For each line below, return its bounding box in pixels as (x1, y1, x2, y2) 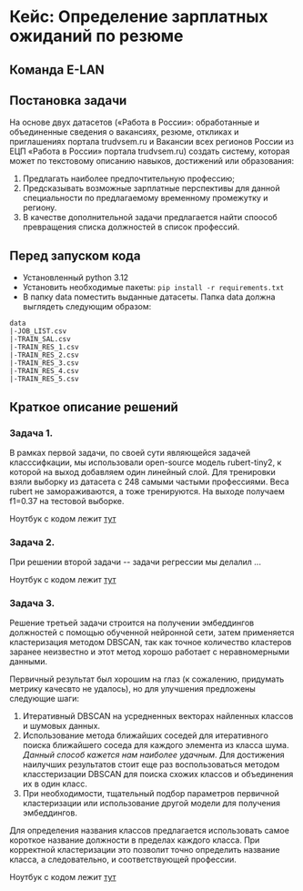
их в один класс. (22, 778, 88, 789)
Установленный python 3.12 (22, 272, 129, 283)
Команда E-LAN (9, 62, 105, 77)
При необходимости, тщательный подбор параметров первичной (22, 788, 279, 799)
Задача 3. (9, 597, 56, 610)
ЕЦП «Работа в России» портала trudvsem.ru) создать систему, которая (9, 146, 290, 157)
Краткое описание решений (9, 399, 179, 415)
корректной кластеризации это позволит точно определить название (9, 845, 280, 856)
